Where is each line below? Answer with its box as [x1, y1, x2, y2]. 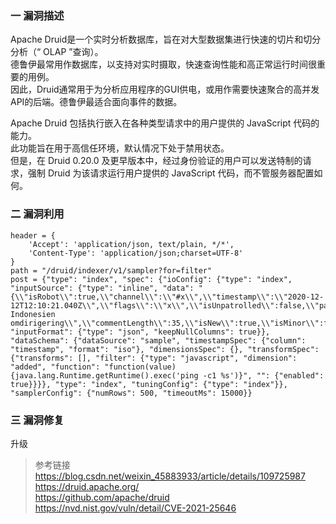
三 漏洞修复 [10, 413, 65, 427]
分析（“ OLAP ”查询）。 [10, 46, 104, 58]
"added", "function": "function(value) [10, 362, 177, 372]
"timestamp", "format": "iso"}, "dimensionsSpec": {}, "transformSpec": [10, 344, 320, 354]
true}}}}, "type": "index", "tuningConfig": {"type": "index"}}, [10, 379, 288, 389]
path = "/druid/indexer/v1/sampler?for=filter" [10, 265, 213, 276]
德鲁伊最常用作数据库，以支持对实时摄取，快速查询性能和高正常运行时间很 [10, 58, 317, 71]
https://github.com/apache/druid [34, 491, 170, 503]
